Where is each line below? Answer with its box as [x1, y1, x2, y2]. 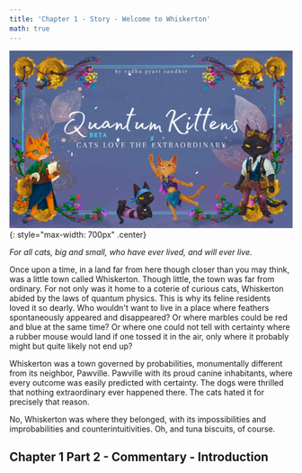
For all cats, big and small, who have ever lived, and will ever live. [9, 246, 253, 257]
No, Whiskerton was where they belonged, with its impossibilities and [9, 414, 267, 424]
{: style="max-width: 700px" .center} [9, 229, 147, 240]
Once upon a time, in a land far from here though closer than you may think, [9, 264, 290, 275]
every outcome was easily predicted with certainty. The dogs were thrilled [9, 377, 285, 387]
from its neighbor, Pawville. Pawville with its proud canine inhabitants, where [9, 368, 293, 378]
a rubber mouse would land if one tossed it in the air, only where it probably [9, 331, 289, 341]
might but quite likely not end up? [9, 341, 133, 351]
